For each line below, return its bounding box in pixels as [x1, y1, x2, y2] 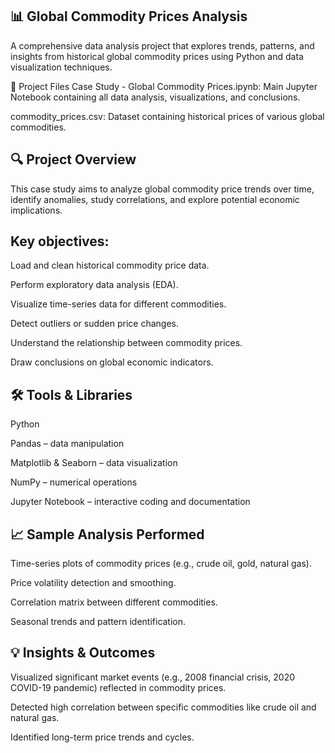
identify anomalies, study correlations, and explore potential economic [10, 193, 300, 205]
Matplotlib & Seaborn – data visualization [10, 457, 178, 469]
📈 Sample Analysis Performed [10, 526, 205, 543]
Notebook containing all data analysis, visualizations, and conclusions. [10, 91, 301, 103]
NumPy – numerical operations [10, 476, 138, 488]
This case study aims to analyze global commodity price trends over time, [10, 183, 315, 195]
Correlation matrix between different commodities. [10, 596, 218, 608]
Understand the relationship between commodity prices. [10, 337, 243, 349]
